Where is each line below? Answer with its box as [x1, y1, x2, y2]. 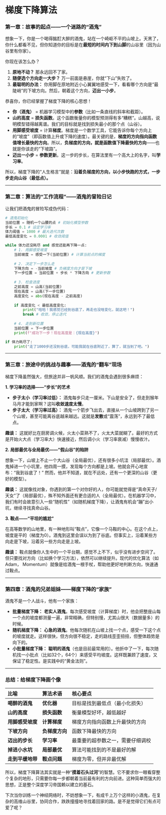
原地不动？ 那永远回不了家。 [12, 69, 70, 75]
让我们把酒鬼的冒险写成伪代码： [5, 205, 70, 211]
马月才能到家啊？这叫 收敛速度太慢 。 [12, 401, 86, 407]
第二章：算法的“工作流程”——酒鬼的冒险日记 [5, 193, 112, 200]
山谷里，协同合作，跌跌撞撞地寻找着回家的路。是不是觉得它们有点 [22, 799, 157, 805]
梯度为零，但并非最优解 [72, 756, 127, 762]
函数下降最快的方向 [72, 728, 117, 735]
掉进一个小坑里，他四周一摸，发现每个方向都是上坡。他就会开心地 [9, 463, 144, 469]
